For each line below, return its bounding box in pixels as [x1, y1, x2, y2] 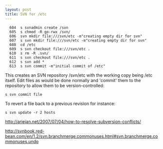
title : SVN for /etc [5, 12, 47, 17]
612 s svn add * [9, 59, 45, 64]
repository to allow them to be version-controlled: [5, 83, 105, 88]
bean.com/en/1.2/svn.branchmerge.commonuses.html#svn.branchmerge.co [5, 133, 158, 139]
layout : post [5, 7, 32, 12]
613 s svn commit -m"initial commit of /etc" [9, 64, 106, 68]
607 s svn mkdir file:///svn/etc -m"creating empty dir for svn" [9, 38, 147, 43]
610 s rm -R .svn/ [9, 51, 49, 56]
